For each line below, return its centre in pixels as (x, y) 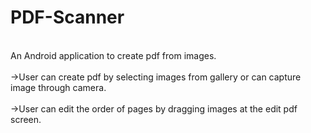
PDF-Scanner (67, 17)
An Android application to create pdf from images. (113, 55)
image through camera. (58, 87)
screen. (26, 119)
